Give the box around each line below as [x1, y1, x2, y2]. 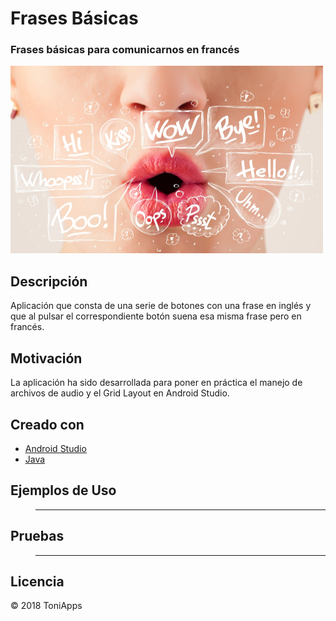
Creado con [10, 416, 85, 433]
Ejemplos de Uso [10, 482, 117, 499]
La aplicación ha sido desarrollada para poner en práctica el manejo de [10, 377, 303, 389]
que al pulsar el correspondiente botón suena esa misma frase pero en [10, 310, 302, 322]
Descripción [10, 273, 88, 290]
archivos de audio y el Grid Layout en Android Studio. [10, 387, 230, 399]
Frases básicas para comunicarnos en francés [10, 43, 240, 57]
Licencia [10, 573, 65, 590]
